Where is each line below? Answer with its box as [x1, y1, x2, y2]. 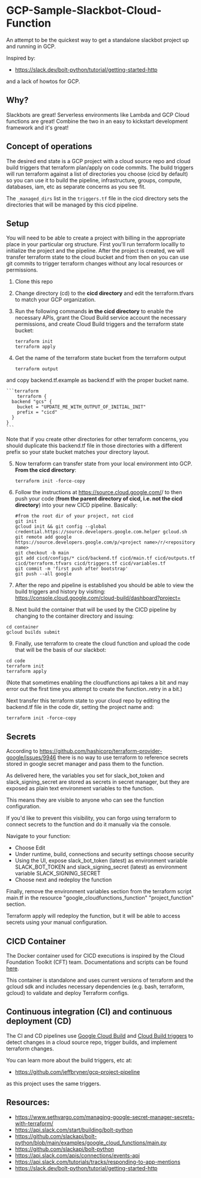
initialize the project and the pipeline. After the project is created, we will [6, 247, 185, 255]
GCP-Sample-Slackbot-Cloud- [6, 4, 162, 17]
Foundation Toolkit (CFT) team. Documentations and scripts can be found [6, 958, 188, 966]
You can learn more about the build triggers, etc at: [6, 1056, 133, 1064]
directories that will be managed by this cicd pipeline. [6, 201, 138, 208]
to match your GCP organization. [14, 296, 96, 303]
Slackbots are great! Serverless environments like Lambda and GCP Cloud [6, 111, 190, 118]
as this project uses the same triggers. [6, 1080, 101, 1087]
